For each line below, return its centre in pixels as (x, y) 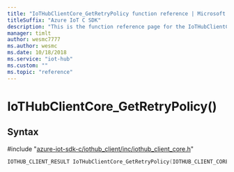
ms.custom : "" (28, 65)
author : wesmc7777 (34, 40)
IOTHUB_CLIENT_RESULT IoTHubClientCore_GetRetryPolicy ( (90, 162)
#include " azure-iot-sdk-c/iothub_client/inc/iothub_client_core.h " (100, 149)
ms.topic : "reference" (40, 72)
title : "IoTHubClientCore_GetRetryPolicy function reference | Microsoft (117, 14)
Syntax (23, 132)
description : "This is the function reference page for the (96, 26)
